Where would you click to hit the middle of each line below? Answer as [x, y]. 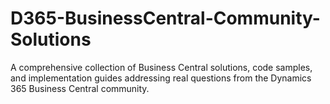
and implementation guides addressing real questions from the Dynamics [161, 78]
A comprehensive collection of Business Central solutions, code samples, [161, 67]
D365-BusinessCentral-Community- [165, 18]
